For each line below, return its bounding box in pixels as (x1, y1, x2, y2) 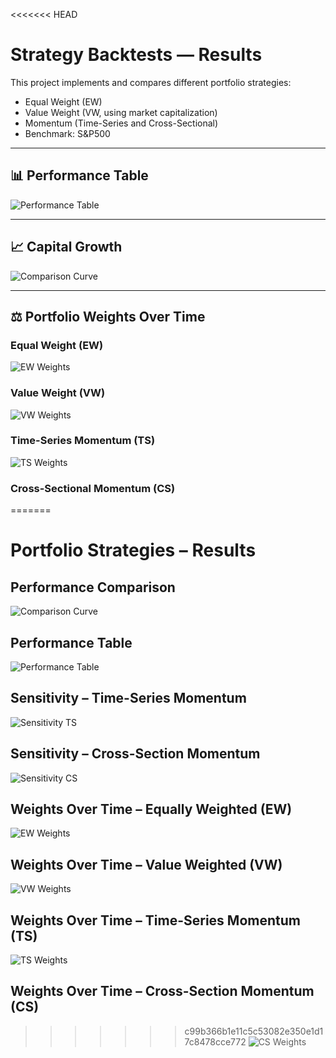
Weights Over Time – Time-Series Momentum (10, 912, 301, 929)
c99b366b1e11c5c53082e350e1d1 (184, 1025, 324, 1037)
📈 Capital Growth (10, 239, 123, 256)
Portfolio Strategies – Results (10, 539, 257, 562)
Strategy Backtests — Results (10, 44, 263, 66)
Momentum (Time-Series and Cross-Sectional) (24, 117, 219, 129)
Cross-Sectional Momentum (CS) (10, 481, 176, 495)
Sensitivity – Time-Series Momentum (10, 690, 247, 707)
